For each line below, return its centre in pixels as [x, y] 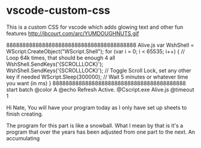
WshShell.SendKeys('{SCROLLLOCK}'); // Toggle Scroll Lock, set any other [99, 70]
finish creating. [25, 114]
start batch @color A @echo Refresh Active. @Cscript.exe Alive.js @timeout [100, 89]
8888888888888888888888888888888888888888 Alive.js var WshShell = [100, 45]
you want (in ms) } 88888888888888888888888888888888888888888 [96, 83]
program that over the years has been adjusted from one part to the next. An [101, 132]
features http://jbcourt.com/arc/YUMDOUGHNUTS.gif [73, 33]
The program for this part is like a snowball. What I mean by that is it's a [95, 125]
